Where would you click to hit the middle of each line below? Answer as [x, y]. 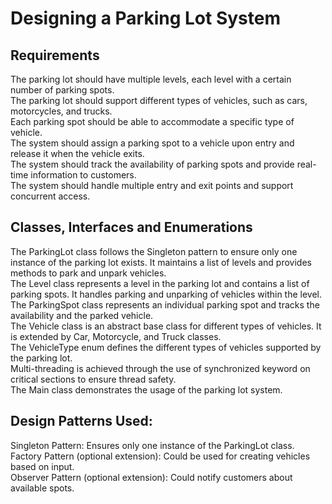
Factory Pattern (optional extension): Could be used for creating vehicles [160, 456]
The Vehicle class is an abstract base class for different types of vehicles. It [166, 326]
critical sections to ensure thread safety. [93, 379]
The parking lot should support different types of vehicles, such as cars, [159, 100]
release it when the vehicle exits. [77, 153]
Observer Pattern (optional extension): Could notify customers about [151, 477]
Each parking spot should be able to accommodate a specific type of [152, 121]
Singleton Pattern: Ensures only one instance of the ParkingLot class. [152, 445]
